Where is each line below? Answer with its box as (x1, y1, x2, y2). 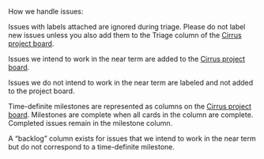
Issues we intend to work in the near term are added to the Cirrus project (8, 55, 246, 63)
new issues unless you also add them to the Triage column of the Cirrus (8, 31, 243, 40)
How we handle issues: (8, 7, 84, 16)
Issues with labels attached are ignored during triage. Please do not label (8, 22, 246, 31)
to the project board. (8, 86, 75, 96)
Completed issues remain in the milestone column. (8, 119, 172, 127)
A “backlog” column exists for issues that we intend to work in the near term (8, 134, 257, 143)
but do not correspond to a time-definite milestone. (8, 142, 175, 151)
